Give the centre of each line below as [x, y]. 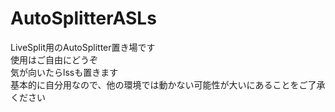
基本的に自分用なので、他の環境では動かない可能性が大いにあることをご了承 [168, 84]
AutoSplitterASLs [83, 18]
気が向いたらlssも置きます [64, 72]
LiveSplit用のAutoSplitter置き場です [83, 47]
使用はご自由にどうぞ [54, 59]
